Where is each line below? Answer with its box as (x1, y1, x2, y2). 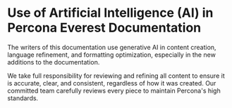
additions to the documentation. (7, 58, 100, 66)
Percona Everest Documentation (7, 20, 202, 36)
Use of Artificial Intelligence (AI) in (7, 5, 214, 21)
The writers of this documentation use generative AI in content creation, (7, 43, 216, 51)
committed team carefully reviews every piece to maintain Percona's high (7, 86, 221, 95)
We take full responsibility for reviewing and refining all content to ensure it (7, 72, 225, 80)
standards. (7, 93, 39, 102)
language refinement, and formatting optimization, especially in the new (7, 50, 216, 59)
